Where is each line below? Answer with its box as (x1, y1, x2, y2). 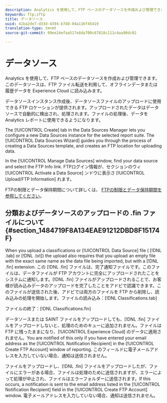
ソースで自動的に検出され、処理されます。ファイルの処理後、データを (5, 111, 149, 117)
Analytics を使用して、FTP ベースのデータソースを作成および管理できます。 (5, 75, 160, 81)
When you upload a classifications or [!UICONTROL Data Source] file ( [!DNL (5, 247, 162, 253)
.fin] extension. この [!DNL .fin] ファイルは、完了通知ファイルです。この (5, 264, 152, 269)
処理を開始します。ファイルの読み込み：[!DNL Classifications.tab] (22, 295, 158, 301)
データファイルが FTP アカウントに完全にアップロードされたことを (22, 270, 160, 276)
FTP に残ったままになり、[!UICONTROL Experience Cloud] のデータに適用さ (5, 328, 162, 334)
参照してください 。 (5, 193, 45, 199)
